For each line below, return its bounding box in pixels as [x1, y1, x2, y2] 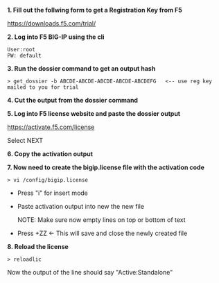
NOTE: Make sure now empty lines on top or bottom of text [17, 216, 186, 224]
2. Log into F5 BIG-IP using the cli [7, 33, 105, 41]
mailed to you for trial [7, 84, 79, 91]
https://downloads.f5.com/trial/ [7, 19, 96, 27]
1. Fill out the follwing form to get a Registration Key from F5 [7, 6, 182, 14]
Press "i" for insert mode [17, 189, 89, 197]
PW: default [7, 52, 42, 59]
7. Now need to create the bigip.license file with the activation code [7, 163, 204, 171]
